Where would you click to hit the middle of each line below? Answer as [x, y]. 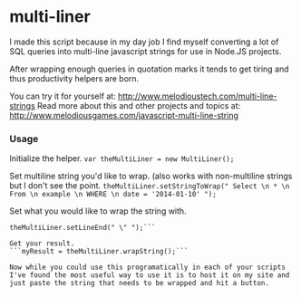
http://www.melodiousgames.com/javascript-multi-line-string [124, 115]
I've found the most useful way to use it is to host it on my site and [150, 275]
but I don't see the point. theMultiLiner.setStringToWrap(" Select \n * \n [150, 186]
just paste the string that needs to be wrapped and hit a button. [140, 283]
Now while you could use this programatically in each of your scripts [147, 268]
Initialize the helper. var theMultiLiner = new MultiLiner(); [122, 158]
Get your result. [42, 244]
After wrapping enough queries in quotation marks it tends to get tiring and [149, 69]
